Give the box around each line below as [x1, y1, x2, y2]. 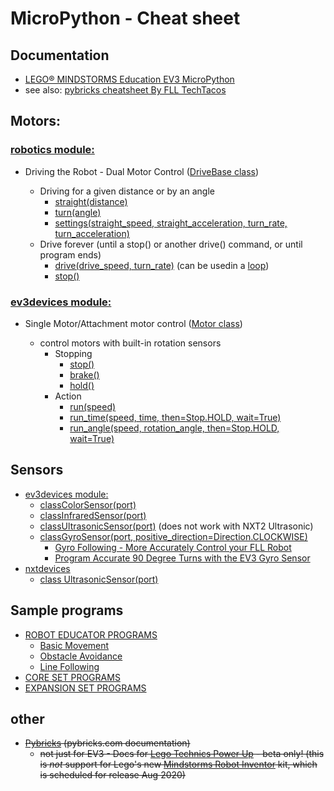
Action [54, 390, 82, 402]
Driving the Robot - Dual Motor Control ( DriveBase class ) [24, 165, 260, 177]
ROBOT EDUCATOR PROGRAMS [24, 628, 158, 641]
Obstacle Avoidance [39, 650, 123, 662]
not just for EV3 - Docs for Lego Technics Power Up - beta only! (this [39, 748, 325, 760]
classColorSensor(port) [39, 498, 137, 511]
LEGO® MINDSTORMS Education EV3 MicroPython [24, 73, 235, 85]
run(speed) [69, 400, 117, 412]
